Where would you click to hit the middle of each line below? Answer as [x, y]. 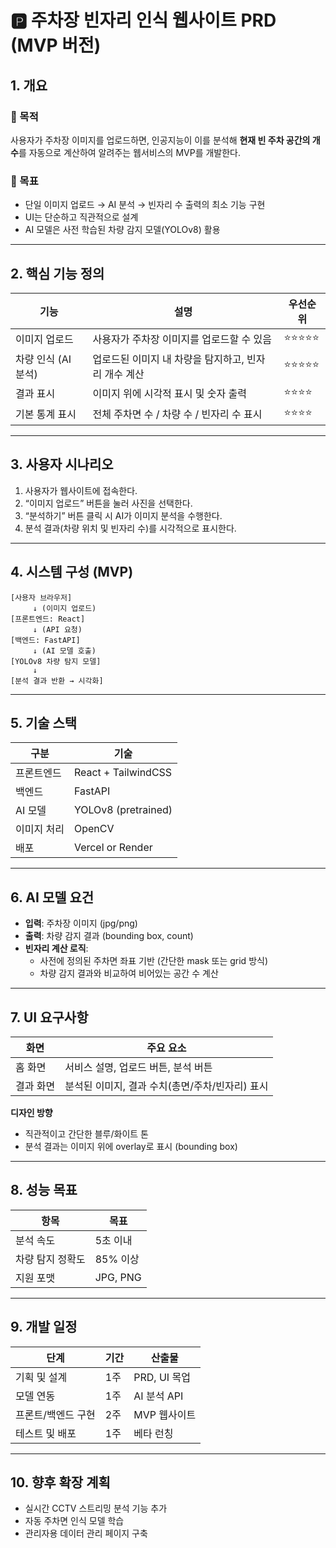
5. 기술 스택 [44, 723]
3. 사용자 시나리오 [62, 464]
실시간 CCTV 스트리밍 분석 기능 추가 [96, 1508]
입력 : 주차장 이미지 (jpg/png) [81, 923]
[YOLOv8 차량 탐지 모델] [56, 661]
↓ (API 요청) [57, 629]
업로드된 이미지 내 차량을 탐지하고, [168, 359]
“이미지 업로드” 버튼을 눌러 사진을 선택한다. [108, 503]
